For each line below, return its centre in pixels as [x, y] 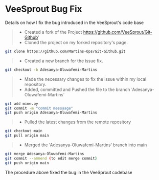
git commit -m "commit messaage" [39, 108]
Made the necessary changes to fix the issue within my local [85, 79]
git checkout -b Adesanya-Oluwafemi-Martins [51, 69]
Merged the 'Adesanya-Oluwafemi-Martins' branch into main [86, 145]
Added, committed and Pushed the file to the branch [77, 90]
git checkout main [24, 131]
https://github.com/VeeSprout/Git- [118, 32]
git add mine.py [22, 104]
